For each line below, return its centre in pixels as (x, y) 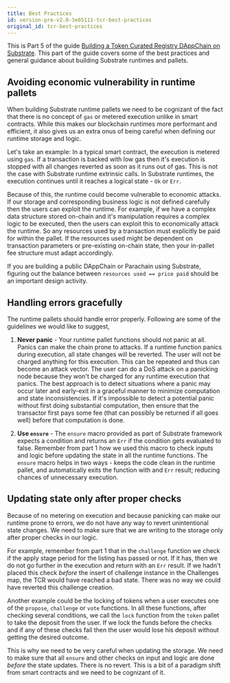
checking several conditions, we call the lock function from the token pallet (113, 615)
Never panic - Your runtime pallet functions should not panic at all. (112, 340)
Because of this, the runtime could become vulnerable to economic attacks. (114, 195)
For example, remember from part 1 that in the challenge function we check (114, 550)
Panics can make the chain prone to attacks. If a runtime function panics (119, 347)
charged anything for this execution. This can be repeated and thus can (118, 361)
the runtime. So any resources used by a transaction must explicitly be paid (114, 231)
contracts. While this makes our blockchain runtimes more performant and (112, 124)
